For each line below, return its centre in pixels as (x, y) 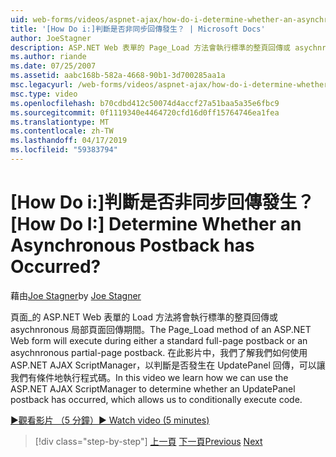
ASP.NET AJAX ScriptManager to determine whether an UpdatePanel (153, 388)
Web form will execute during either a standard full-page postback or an (159, 340)
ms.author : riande (48, 57)
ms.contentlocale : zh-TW (62, 131)
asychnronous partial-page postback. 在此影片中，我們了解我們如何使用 (159, 352)
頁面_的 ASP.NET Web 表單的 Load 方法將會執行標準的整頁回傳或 (144, 317)
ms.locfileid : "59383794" (64, 150)
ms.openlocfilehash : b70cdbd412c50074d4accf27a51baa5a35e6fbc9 (145, 103)
